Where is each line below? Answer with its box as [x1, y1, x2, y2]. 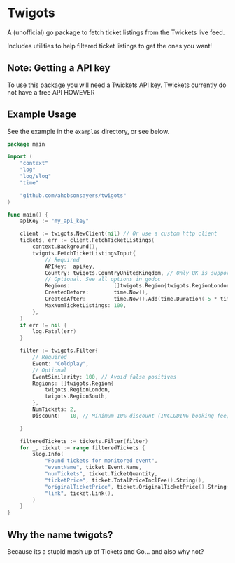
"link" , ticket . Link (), [44, 489, 114, 497]
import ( [7, 153, 33, 161]
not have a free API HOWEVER [7, 88, 95, 96]
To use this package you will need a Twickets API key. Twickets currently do [7, 81, 227, 89]
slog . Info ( [32, 451, 64, 458]
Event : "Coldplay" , [32, 360, 90, 367]
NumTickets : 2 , [32, 406, 77, 413]
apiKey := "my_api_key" [20, 217, 90, 225]
